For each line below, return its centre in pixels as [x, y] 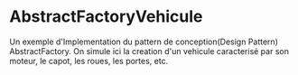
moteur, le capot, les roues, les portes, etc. [89, 61]
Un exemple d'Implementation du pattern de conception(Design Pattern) [144, 42]
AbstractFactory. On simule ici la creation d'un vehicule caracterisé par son [149, 51]
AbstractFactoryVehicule [106, 17]
